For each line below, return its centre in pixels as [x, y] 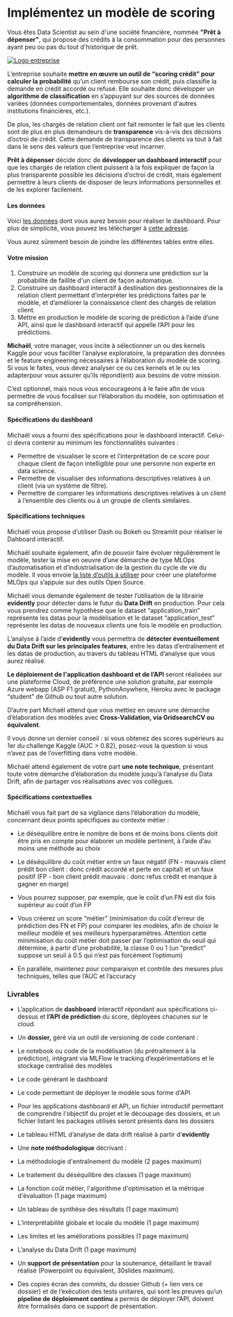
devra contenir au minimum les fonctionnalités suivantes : [96, 442]
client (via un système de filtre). [63, 486]
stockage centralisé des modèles [65, 1066]
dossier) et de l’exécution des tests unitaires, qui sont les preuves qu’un [120, 1291]
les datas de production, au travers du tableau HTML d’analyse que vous [111, 653]
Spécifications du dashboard [50, 420]
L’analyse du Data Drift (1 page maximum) [77, 1250]
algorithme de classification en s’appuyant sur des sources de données [111, 96]
